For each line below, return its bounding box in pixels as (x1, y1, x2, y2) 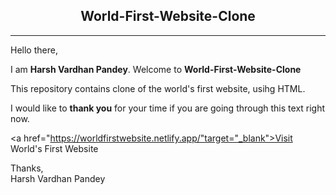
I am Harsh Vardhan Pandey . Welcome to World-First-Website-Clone (10, 63, 302, 75)
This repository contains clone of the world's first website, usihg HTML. (10, 82, 306, 94)
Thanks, (10, 162, 44, 174)
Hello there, (10, 44, 58, 56)
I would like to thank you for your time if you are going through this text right (10, 102, 326, 114)
